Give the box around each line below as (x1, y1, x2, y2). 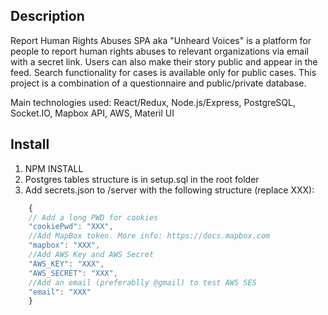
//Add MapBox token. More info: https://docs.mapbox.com (28, 231, 271, 241)
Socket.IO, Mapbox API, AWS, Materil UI (10, 107, 175, 119)
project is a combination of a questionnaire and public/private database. (10, 77, 307, 89)
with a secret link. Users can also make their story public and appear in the (10, 55, 318, 68)
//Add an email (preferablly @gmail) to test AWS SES (28, 277, 257, 288)
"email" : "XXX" (28, 287, 92, 297)
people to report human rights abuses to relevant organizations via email (10, 45, 309, 57)
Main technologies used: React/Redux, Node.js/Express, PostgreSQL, (10, 96, 296, 108)
